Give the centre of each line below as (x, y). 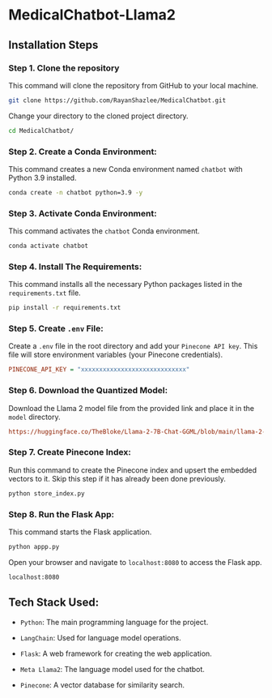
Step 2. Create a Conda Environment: (83, 152)
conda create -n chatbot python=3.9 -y (76, 192)
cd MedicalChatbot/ (41, 131)
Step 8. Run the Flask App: (62, 514)
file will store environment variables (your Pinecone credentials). (116, 355)
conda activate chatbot (49, 246)
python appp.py (34, 546)
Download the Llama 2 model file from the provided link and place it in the (132, 408)
